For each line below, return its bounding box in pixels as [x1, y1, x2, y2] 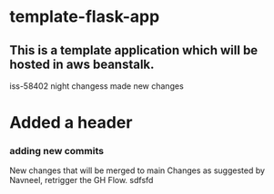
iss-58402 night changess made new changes [9, 81, 184, 92]
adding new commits [9, 145, 105, 158]
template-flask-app [9, 6, 160, 27]
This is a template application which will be [9, 43, 259, 58]
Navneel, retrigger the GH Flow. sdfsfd [9, 175, 154, 186]
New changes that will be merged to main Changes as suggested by [9, 165, 266, 176]
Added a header [9, 112, 133, 133]
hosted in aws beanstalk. [9, 56, 155, 72]
